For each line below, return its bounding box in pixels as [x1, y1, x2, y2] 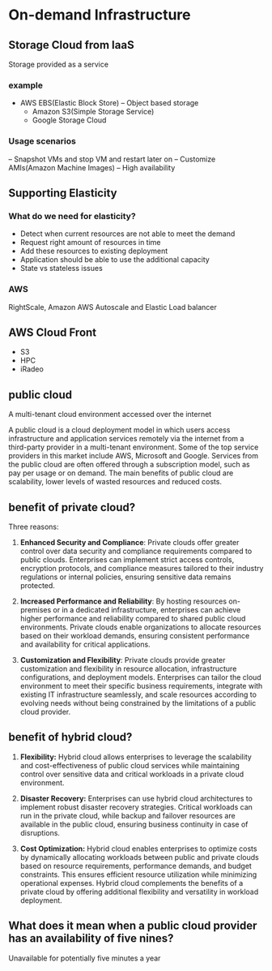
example [8, 79, 43, 91]
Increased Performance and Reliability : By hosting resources [19, 596, 227, 606]
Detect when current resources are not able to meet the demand [19, 229, 236, 238]
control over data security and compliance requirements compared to [19, 546, 253, 556]
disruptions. [19, 827, 61, 837]
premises [19, 605, 52, 615]
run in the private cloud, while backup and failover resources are [19, 810, 236, 820]
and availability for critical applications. [19, 639, 151, 650]
